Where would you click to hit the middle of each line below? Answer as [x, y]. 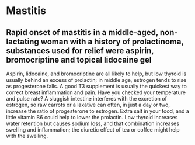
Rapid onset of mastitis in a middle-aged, [82, 32]
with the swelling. [27, 136]
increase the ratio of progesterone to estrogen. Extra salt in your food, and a [98, 111]
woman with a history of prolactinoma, [112, 41]
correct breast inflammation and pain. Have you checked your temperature [96, 92]
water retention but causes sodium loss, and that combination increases [93, 123]
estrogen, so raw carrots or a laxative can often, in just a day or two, [88, 105]
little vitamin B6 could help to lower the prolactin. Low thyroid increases [92, 117]
